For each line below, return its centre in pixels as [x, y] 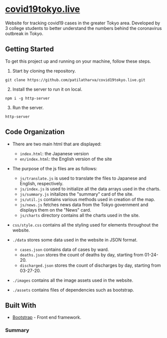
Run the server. [28, 108]
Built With [21, 305]
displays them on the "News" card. [55, 210]
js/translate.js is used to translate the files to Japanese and [83, 178]
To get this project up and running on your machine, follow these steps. [78, 61]
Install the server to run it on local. [47, 89]
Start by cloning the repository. [44, 71]
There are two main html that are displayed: [57, 144]
